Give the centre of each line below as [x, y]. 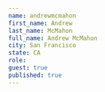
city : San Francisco [43, 46]
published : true [35, 75]
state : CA [25, 53]
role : [17, 61]
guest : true [28, 68]
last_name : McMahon [41, 30]
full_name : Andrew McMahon [53, 38]
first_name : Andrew [41, 23]
